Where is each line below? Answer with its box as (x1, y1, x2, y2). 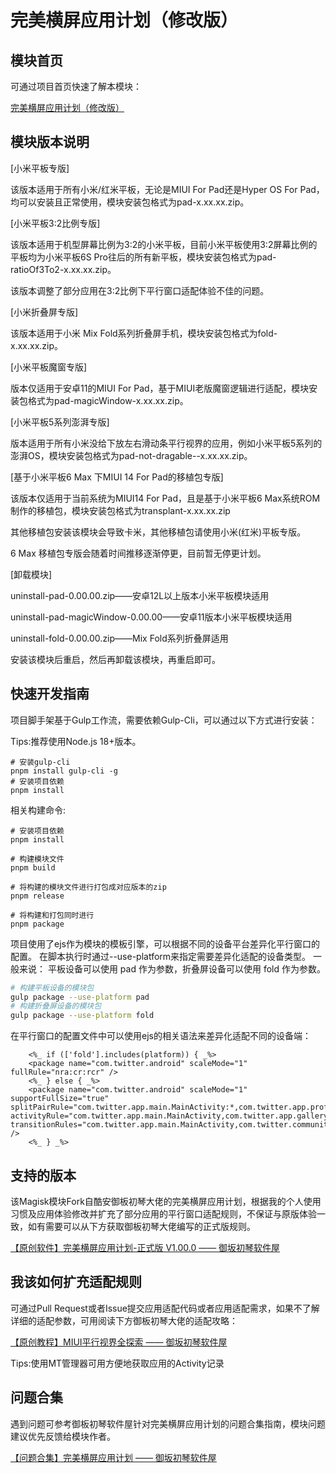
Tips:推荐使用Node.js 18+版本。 (10, 735, 142, 747)
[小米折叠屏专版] (10, 306, 79, 318)
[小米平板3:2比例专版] (10, 217, 101, 229)
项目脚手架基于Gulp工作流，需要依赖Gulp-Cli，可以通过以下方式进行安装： (10, 714, 318, 726)
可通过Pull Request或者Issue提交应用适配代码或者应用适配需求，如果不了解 (10, 1302, 320, 1314)
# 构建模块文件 (10, 854, 65, 864)
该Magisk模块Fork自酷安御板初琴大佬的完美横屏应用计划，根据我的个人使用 (10, 1195, 322, 1207)
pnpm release (10, 891, 65, 901)
